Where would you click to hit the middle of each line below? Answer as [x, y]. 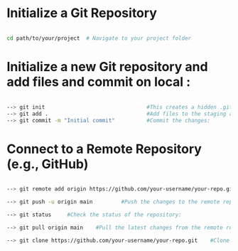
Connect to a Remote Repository [104, 149]
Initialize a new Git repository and [107, 67]
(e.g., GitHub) [48, 164]
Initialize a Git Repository [82, 13]
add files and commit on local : [99, 82]
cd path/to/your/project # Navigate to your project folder [99, 38]
